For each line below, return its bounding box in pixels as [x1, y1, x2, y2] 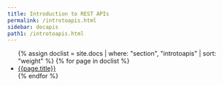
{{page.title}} [17, 64, 56, 73]
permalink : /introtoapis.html [7, 17, 97, 24]
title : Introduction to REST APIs [7, 10, 110, 18]
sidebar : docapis [7, 23, 59, 30]
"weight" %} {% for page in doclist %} [17, 57, 130, 66]
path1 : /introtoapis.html [7, 30, 84, 37]
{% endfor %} [17, 72, 59, 80]
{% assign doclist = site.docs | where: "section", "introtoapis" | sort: [17, 49, 217, 58]
